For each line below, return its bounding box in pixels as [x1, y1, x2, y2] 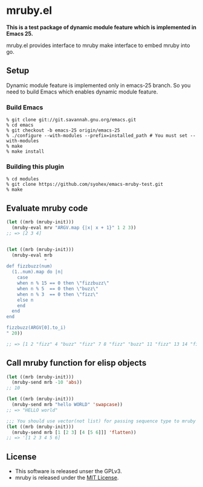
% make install [6, 148, 45, 154]
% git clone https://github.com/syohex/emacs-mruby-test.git [6, 182, 164, 188]
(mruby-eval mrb [11, 252, 53, 258]
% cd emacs [6, 122, 34, 129]
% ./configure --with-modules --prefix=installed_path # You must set [6, 133, 188, 139]
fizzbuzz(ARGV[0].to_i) [6, 325, 66, 331]
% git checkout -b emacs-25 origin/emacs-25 [6, 127, 120, 133]
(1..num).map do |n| [11, 269, 63, 275]
